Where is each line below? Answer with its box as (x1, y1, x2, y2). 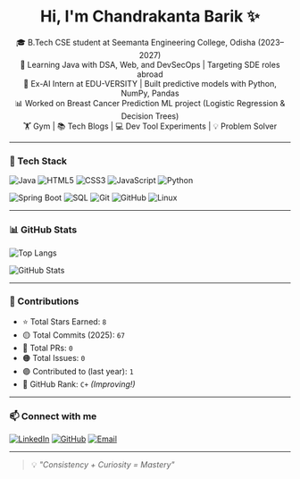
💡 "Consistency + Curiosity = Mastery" (30, 459, 176, 470)
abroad (137, 69, 163, 80)
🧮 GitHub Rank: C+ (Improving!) (21, 378, 136, 390)
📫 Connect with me (9, 409, 97, 422)
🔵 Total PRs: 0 (21, 342, 73, 353)
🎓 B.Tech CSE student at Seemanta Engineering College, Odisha (16, 37, 256, 47)
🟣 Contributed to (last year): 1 (21, 366, 134, 376)
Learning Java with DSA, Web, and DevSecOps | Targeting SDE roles (27, 59, 280, 70)
